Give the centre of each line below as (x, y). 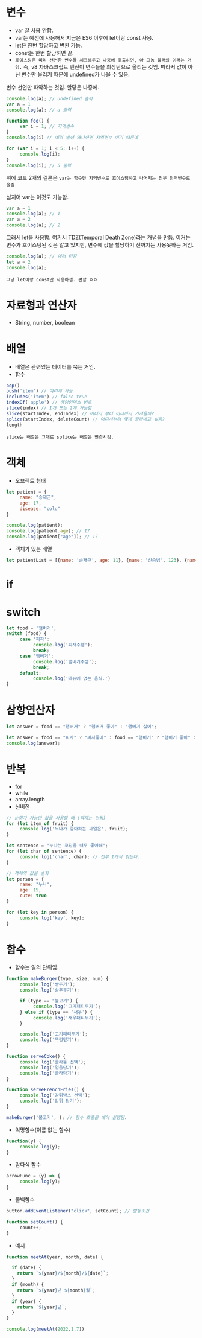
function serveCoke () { (36, 1057)
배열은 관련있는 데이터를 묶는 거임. (55, 366)
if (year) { (27, 1301)
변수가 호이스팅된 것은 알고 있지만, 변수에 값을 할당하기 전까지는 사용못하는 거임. (100, 245)
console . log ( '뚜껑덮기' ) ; (50, 1040)
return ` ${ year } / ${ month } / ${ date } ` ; (63, 1273)
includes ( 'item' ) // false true (47, 397)
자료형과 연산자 (41, 305)
